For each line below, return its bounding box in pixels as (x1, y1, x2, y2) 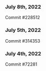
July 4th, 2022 (5, 50, 42, 57)
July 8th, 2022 (5, 3, 41, 10)
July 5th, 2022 (5, 27, 41, 34)
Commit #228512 (5, 15, 41, 21)
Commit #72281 (5, 61, 38, 67)
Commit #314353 (5, 38, 41, 44)
